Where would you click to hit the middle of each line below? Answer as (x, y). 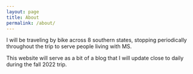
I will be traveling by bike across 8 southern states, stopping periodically (96, 40)
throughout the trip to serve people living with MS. (69, 46)
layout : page (23, 12)
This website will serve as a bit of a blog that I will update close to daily (95, 58)
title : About (23, 17)
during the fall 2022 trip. (37, 64)
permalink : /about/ (31, 23)
